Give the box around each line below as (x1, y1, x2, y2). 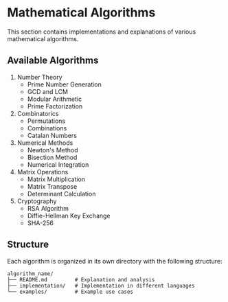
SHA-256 (27, 218, 54, 227)
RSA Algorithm (27, 204, 69, 212)
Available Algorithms (7, 55, 99, 67)
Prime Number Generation (27, 80, 102, 89)
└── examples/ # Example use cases (7, 288, 134, 295)
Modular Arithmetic (27, 95, 82, 103)
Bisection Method (27, 153, 78, 161)
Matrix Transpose (27, 182, 78, 190)
